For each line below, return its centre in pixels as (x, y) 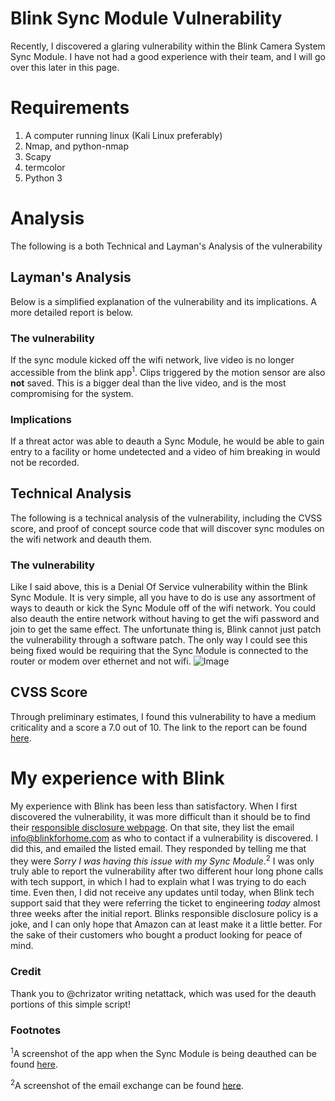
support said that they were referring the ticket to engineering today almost (165, 903)
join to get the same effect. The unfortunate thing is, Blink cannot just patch (166, 629)
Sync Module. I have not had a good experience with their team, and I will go (168, 56)
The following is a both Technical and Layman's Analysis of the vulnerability (166, 246)
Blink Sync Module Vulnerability (146, 18)
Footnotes (36, 1030)
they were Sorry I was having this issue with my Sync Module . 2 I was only (162, 860)
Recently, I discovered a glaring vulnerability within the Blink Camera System (168, 46)
